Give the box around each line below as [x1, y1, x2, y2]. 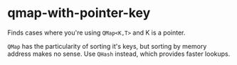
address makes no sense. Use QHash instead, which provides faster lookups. [7, 49, 231, 58]
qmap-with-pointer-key [7, 5, 151, 21]
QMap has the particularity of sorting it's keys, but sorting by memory [7, 42, 207, 50]
